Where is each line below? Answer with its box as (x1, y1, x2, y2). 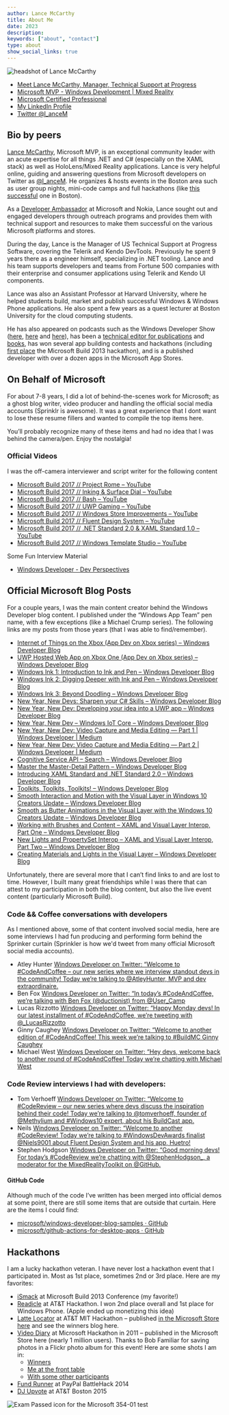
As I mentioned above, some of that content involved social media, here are (7, 925, 220, 933)
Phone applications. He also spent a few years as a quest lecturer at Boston (7, 304, 220, 312)
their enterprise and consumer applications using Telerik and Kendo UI (7, 269, 206, 277)
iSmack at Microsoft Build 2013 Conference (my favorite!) (16, 1292, 179, 1300)
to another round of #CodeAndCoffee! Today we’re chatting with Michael (16, 1054, 222, 1063)
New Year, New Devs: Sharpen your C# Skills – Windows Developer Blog (16, 697, 221, 705)
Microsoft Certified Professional (16, 95, 107, 103)
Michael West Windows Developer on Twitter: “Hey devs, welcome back (16, 1047, 221, 1056)
